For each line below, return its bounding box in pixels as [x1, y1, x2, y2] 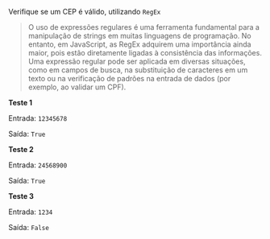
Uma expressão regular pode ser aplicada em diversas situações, [27, 56, 246, 66]
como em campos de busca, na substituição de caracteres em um [27, 65, 248, 75]
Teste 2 [8, 145, 34, 154]
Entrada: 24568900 [8, 160, 68, 170]
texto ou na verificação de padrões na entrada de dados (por [27, 74, 231, 83]
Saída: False [8, 223, 50, 232]
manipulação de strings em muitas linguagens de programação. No [27, 31, 251, 40]
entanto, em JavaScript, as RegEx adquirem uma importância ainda [27, 39, 251, 49]
